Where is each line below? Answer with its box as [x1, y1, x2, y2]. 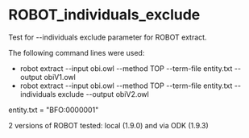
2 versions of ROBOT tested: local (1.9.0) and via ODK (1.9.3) [8, 120, 210, 130]
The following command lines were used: [8, 48, 145, 57]
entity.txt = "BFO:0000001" [8, 105, 99, 115]
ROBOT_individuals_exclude [8, 6, 201, 24]
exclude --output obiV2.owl [57, 89, 149, 98]
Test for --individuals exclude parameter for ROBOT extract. [8, 32, 207, 42]
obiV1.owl [44, 72, 77, 82]
